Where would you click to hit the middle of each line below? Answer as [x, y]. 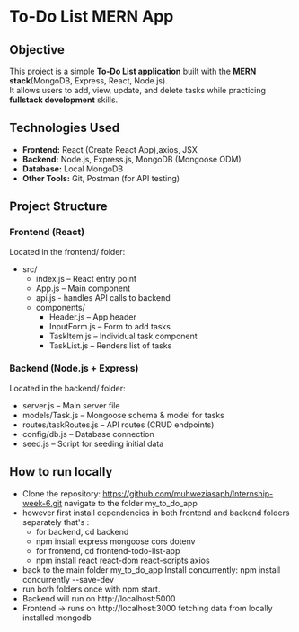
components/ [60, 307]
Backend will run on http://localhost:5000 [99, 598]
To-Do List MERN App [92, 17]
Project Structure [58, 207]
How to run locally [61, 472]
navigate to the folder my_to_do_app [131, 503]
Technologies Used [64, 128]
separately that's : [56, 522]
